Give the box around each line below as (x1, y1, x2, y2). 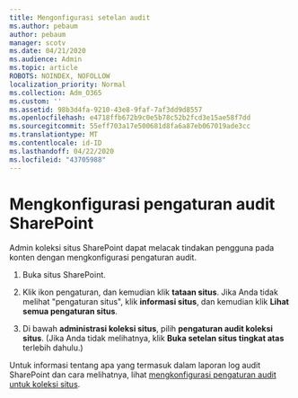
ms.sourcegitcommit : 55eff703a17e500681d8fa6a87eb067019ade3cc (9, 122, 251, 131)
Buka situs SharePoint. (22, 270, 106, 280)
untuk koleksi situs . (9, 379, 81, 390)
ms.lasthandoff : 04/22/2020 (9, 146, 115, 155)
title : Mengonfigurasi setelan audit (9, 13, 151, 22)
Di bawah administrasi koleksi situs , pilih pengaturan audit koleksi (22, 323, 274, 334)
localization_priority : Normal (9, 80, 127, 89)
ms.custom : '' (9, 96, 63, 106)
